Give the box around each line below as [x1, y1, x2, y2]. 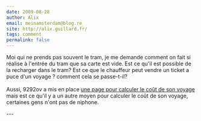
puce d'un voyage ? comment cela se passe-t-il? [6, 73, 128, 80]
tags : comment [6, 31, 42, 38]
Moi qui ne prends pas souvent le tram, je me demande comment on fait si [6, 54, 191, 60]
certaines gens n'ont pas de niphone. [6, 99, 100, 106]
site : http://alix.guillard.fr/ [6, 25, 88, 32]
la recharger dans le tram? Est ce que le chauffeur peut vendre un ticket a [6, 67, 190, 73]
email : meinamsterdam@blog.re [6, 20, 83, 26]
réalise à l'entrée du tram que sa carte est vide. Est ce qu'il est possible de [6, 60, 192, 67]
